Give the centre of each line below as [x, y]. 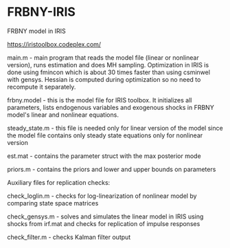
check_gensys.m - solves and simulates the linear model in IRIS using [105, 216]
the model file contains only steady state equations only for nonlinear [105, 135]
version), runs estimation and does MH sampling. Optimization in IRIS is [108, 65]
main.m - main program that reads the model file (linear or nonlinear [103, 57]
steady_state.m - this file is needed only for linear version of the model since [115, 128]
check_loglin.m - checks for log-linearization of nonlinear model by [102, 196]
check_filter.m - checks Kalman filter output [69, 237]
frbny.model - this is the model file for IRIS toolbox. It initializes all [100, 100]
